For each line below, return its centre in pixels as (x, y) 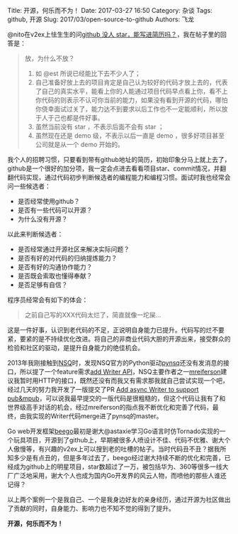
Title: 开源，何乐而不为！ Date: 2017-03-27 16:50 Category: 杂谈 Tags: (110, 10)
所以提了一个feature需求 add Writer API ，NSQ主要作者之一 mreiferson (120, 372)
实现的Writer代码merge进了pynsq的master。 (97, 416)
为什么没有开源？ (42, 219)
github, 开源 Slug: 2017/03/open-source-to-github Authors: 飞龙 (101, 19)
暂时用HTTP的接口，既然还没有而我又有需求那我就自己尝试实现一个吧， (124, 381)
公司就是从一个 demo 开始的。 (79, 145)
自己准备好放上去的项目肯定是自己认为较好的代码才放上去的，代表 (131, 82)
